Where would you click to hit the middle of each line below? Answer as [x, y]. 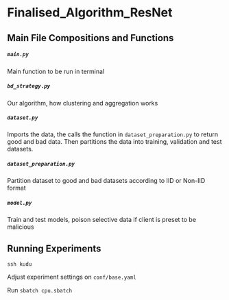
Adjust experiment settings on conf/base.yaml [72, 277]
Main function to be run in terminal [56, 71]
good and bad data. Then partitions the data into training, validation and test [114, 142]
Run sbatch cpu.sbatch [40, 290]
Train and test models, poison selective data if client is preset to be [102, 220]
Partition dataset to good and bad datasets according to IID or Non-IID [106, 181]
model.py [20, 203]
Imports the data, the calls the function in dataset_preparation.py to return [113, 134]
